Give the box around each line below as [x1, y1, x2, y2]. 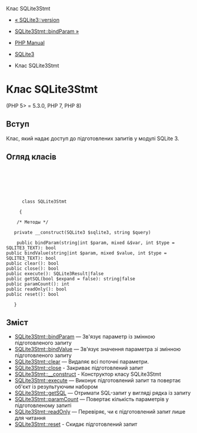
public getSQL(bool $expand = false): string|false [6, 276, 135, 282]
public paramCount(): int [6, 281, 69, 287]
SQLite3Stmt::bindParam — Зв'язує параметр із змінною [14, 333, 156, 341]
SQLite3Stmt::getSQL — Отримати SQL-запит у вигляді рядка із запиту [14, 389, 191, 396]
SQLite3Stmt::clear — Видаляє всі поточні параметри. [14, 358, 149, 365]
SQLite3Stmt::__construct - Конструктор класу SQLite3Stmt [14, 371, 162, 378]
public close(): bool [6, 265, 59, 272]
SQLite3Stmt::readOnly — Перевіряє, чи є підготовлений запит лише [14, 408, 186, 415]
